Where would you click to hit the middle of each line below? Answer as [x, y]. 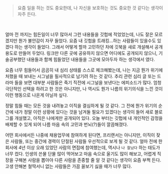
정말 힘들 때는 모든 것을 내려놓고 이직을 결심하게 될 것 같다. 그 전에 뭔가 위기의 [81, 105]
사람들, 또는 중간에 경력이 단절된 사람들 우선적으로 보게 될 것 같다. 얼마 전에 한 [87, 141]
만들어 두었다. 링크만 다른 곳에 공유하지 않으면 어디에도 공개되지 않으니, [88, 53]
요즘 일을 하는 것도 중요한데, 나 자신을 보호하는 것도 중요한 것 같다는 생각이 [90, 8]
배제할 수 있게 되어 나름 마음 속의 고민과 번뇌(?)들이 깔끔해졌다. [67, 124]
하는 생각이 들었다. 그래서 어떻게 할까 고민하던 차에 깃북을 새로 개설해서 [84, 47]
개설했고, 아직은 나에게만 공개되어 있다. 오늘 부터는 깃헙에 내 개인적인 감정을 [89, 118]
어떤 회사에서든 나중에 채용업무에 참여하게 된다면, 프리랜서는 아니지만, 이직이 [80, 135]
